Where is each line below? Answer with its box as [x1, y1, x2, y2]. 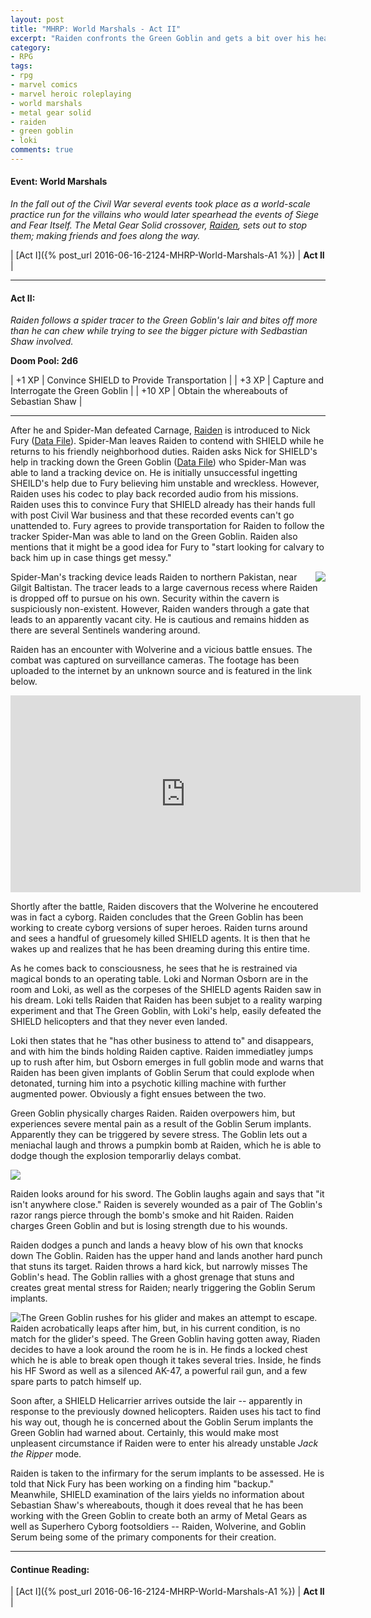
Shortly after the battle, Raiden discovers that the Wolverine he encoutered [10, 901, 319, 913]
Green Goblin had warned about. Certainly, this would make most [10, 1427, 279, 1439]
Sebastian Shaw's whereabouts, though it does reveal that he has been [10, 1499, 304, 1511]
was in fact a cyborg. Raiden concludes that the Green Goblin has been [10, 911, 304, 923]
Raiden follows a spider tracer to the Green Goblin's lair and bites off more [10, 314, 318, 326]
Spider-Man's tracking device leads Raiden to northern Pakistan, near [10, 571, 298, 583]
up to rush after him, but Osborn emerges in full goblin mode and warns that [10, 1056, 324, 1068]
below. [10, 676, 38, 688]
